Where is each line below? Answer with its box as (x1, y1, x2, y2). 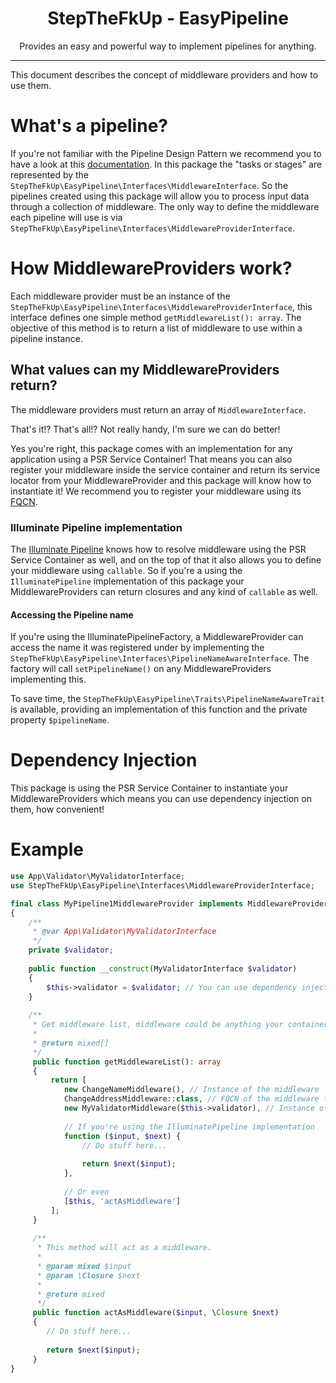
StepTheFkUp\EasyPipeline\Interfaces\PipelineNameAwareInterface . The (10, 652, 310, 664)
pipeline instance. (10, 332, 83, 344)
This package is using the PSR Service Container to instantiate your (10, 782, 289, 794)
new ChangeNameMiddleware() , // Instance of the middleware (63, 1085, 320, 1095)
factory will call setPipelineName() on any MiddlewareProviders (10, 663, 272, 675)
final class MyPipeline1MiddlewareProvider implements (10, 898, 244, 909)
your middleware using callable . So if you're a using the (10, 564, 243, 576)
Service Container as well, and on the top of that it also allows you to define (10, 553, 322, 566)
